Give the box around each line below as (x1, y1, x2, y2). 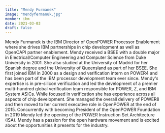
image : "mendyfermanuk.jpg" (5, 12, 63, 17)
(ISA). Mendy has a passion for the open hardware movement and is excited (5, 117, 160, 123)
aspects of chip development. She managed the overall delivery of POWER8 (5, 96, 160, 102)
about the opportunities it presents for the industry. (5, 122, 109, 128)
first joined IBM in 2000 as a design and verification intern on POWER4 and (5, 70, 158, 76)
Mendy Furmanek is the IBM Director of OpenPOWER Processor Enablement (5, 39, 160, 45)
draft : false (5, 26, 32, 30)
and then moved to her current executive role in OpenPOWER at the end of (5, 102, 157, 107)
